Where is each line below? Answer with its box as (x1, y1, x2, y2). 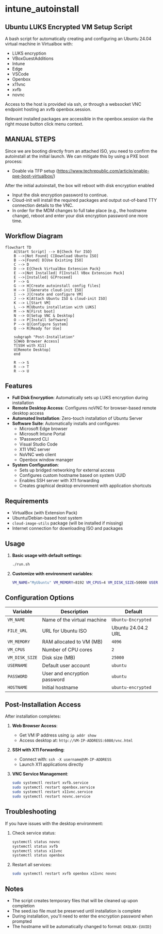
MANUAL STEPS (5, 135, 56, 143)
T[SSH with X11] (14, 343, 47, 348)
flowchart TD (5, 245, 32, 250)
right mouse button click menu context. (5, 121, 83, 127)
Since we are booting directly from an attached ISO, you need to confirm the (5, 148, 158, 154)
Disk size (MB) (42, 654, 76, 661)
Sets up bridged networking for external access (19, 467, 115, 473)
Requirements (5, 497, 49, 505)
